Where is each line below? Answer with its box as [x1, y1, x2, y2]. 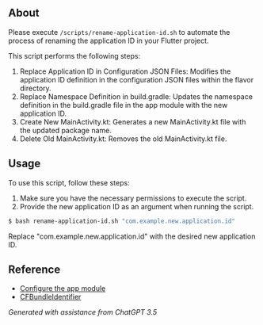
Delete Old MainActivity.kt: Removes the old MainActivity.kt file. [19, 134, 227, 143]
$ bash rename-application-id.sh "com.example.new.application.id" [8, 217, 236, 225]
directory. [19, 83, 51, 93]
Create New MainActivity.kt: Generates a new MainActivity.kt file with [19, 117, 246, 126]
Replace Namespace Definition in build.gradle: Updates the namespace [19, 91, 253, 101]
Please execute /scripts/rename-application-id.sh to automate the [8, 27, 231, 36]
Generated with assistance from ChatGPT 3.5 [8, 308, 158, 317]
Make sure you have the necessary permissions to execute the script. [19, 193, 247, 203]
